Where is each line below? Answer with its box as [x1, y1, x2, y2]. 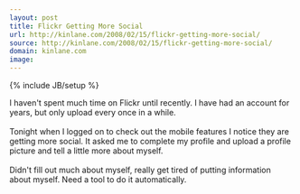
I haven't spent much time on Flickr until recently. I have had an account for [9, 97, 290, 108]
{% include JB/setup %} [9, 80, 99, 90]
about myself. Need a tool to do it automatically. [9, 174, 187, 185]
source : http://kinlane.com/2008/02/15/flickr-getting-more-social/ [9, 38, 273, 48]
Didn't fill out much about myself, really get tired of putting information [9, 164, 271, 175]
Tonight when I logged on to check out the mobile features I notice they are [9, 126, 289, 136]
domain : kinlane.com [9, 47, 88, 56]
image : [9, 55, 34, 64]
